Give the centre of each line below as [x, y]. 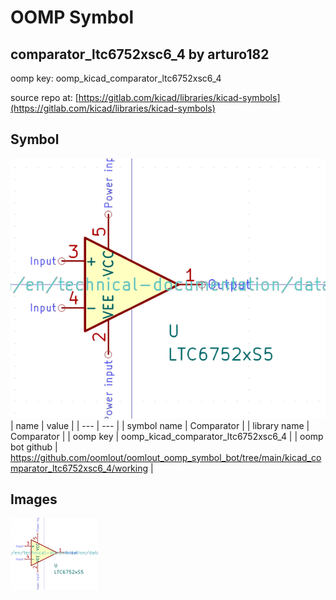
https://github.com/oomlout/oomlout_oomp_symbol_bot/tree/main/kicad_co [166, 457]
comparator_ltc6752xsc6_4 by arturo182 [140, 54]
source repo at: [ [44, 97]
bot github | [34, 447]
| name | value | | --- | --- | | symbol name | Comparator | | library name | [160, 425]
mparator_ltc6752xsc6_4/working [79, 468]
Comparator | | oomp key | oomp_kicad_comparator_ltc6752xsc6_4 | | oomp [167, 436]
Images [34, 499]
